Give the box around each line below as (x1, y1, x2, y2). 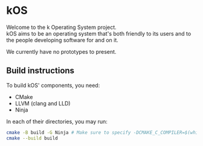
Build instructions (6, 66, 74, 76)
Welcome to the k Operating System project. (6, 24, 117, 31)
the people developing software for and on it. (6, 36, 119, 43)
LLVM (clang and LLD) (14, 100, 71, 107)
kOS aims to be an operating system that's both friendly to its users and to (6, 30, 192, 37)
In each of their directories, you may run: (6, 118, 108, 125)
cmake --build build (6, 135, 59, 141)
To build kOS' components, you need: (6, 81, 100, 89)
